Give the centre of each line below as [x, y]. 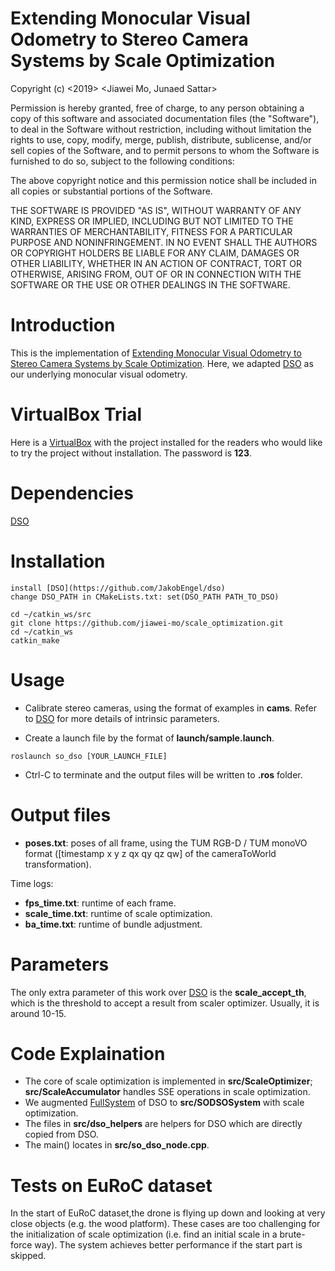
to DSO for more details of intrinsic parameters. [122, 718]
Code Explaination [88, 1053]
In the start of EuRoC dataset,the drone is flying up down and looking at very [168, 1213]
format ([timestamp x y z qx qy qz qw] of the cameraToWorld [150, 853]
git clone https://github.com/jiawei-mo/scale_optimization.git [147, 623]
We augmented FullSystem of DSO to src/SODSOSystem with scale [164, 1103]
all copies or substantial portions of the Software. [111, 191]
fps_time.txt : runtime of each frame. [100, 903]
